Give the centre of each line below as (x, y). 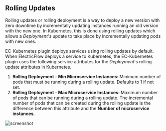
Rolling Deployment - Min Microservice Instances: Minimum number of (86, 76)
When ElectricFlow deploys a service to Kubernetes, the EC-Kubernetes (79, 56)
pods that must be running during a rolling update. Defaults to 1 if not (83, 82)
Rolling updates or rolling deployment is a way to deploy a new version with (83, 20)
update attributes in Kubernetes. (38, 67)
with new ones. (21, 41)
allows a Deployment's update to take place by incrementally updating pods (83, 36)
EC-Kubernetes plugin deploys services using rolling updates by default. (80, 51)
